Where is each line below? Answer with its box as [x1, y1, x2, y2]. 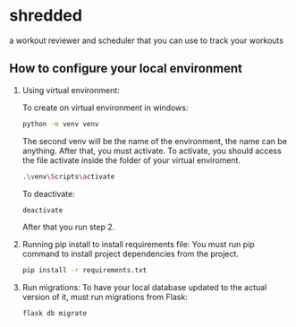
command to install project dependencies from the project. [21, 248, 240, 260]
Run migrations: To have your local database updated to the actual [21, 282, 267, 293]
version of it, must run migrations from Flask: [21, 292, 188, 303]
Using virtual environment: [21, 84, 121, 95]
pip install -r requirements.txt [21, 266, 148, 275]
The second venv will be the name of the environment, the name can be [21, 135, 288, 146]
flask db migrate [21, 309, 88, 318]
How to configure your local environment [9, 61, 243, 76]
